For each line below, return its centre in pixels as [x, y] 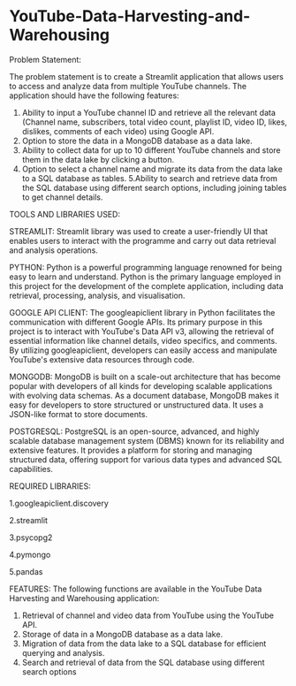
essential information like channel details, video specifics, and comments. [143, 340]
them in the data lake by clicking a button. [98, 159]
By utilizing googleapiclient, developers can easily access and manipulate [143, 350]
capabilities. [31, 469]
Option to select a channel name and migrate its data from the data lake [152, 169]
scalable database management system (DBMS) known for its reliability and [147, 440]
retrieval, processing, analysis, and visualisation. [97, 295]
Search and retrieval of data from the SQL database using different [143, 662]
